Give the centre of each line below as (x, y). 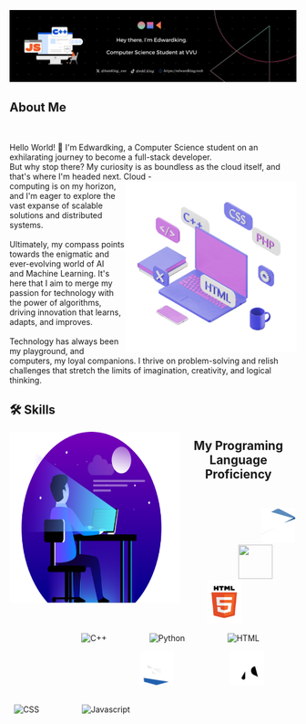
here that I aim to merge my (61, 283)
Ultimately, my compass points (67, 244)
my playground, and (47, 351)
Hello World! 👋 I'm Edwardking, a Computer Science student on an (134, 147)
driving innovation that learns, (65, 312)
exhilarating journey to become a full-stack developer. (111, 157)
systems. (26, 225)
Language (238, 460)
